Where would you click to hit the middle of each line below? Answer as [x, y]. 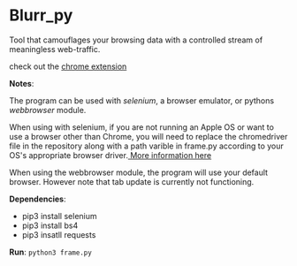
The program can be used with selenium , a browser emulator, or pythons [142, 100]
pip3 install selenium [59, 216]
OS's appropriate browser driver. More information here [110, 155]
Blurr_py [41, 15]
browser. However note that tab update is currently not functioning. [132, 181]
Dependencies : [38, 199]
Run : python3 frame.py [51, 252]
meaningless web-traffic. [55, 49]
